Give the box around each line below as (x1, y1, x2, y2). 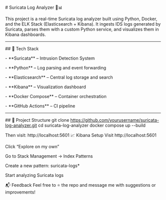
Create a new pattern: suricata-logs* (5, 163, 80, 168)
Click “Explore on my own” (5, 144, 59, 149)
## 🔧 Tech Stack (5, 46, 39, 51)
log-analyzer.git (5, 123, 37, 128)
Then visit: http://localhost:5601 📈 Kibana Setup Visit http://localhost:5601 (5, 133, 157, 138)
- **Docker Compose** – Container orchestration (5, 94, 107, 99)
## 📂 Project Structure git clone (5, 117, 70, 123)
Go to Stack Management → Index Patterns (5, 153, 93, 159)
